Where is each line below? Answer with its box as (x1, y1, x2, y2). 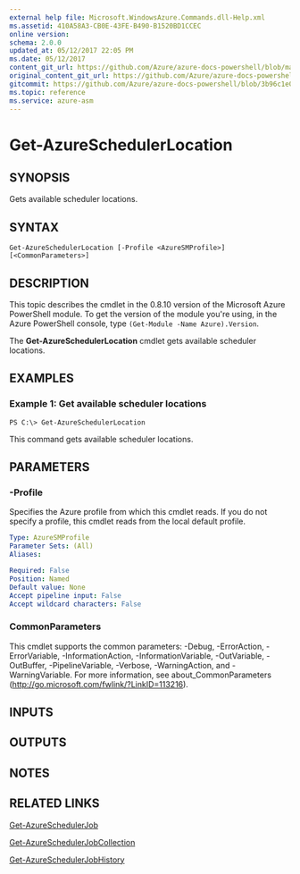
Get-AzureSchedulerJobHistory (9, 854, 125, 865)
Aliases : (9, 550, 42, 559)
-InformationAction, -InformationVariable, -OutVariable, (62, 650, 265, 661)
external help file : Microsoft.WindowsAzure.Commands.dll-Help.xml (9, 13, 266, 22)
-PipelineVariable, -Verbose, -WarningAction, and (48, 660, 230, 670)
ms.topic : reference (9, 88, 87, 97)
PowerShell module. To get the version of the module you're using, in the (9, 309, 278, 319)
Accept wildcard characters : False (9, 600, 142, 609)
